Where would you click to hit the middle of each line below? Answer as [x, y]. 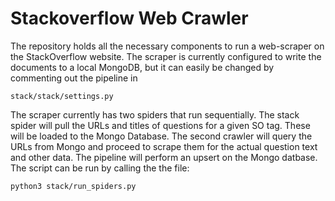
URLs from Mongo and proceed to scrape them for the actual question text [164, 146]
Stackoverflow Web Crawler [129, 18]
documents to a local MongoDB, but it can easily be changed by [142, 67]
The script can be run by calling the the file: [100, 168]
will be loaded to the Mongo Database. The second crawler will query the [161, 136]
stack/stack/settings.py [62, 96]
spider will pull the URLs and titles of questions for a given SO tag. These [160, 125]
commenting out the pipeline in [74, 78]
